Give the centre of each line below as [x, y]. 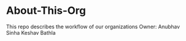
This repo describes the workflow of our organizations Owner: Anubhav [93, 27]
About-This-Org [46, 11]
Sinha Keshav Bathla [31, 32]
